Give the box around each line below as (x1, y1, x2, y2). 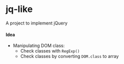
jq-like (5, 3, 33, 15)
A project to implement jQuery (5, 20, 68, 26)
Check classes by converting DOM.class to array (20, 53, 119, 59)
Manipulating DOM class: (12, 42, 65, 48)
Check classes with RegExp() (20, 48, 80, 54)
